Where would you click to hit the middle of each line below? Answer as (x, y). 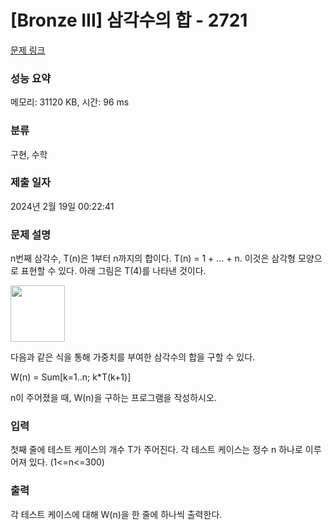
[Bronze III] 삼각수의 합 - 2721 (129, 20)
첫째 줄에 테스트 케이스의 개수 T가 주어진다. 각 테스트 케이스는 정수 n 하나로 (156, 450)
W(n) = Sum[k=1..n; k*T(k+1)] (71, 377)
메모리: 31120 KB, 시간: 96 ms (70, 102)
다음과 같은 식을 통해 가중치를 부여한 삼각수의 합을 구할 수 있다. (133, 357)
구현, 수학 (29, 154)
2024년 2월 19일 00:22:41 (62, 206)
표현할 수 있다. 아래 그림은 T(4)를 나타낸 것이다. (113, 271)
